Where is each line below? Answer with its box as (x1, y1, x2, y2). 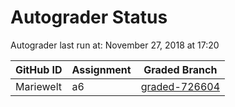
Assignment (71, 62, 132, 76)
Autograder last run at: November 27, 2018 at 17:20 (10, 39, 220, 51)
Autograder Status (10, 6, 168, 29)
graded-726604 (140, 79, 221, 93)
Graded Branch (143, 62, 218, 76)
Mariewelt (15, 79, 63, 93)
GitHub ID (15, 62, 63, 76)
